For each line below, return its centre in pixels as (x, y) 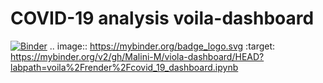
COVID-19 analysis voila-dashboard (162, 18)
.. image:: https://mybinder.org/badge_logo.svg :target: (162, 46)
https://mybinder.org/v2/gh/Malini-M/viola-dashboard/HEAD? (137, 56)
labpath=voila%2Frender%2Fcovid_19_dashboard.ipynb (124, 67)
